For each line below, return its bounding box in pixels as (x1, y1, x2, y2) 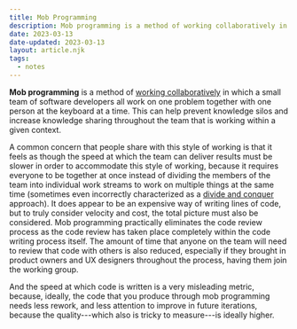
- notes (17, 63, 46, 72)
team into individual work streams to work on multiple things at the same (9, 179, 275, 190)
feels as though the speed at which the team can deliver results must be (9, 151, 273, 161)
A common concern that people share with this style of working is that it (9, 141, 273, 152)
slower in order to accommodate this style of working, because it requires (9, 161, 279, 171)
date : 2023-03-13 (9, 29, 74, 38)
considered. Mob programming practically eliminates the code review (9, 216, 263, 227)
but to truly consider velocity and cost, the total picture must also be (9, 208, 259, 218)
